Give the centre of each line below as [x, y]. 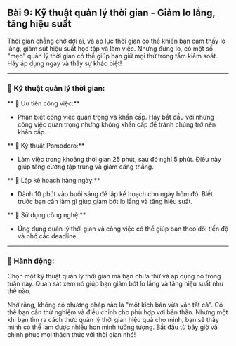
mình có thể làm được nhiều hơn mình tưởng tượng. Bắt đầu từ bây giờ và [112, 327]
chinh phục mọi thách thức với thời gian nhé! [72, 335]
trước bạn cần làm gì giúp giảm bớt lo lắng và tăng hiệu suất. [105, 202]
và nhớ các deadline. [48, 236]
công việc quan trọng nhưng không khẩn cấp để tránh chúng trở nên [117, 124]
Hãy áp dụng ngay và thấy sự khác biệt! [65, 63]
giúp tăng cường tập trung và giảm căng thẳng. [86, 167]
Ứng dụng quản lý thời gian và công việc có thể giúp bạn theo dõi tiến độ [123, 229]
